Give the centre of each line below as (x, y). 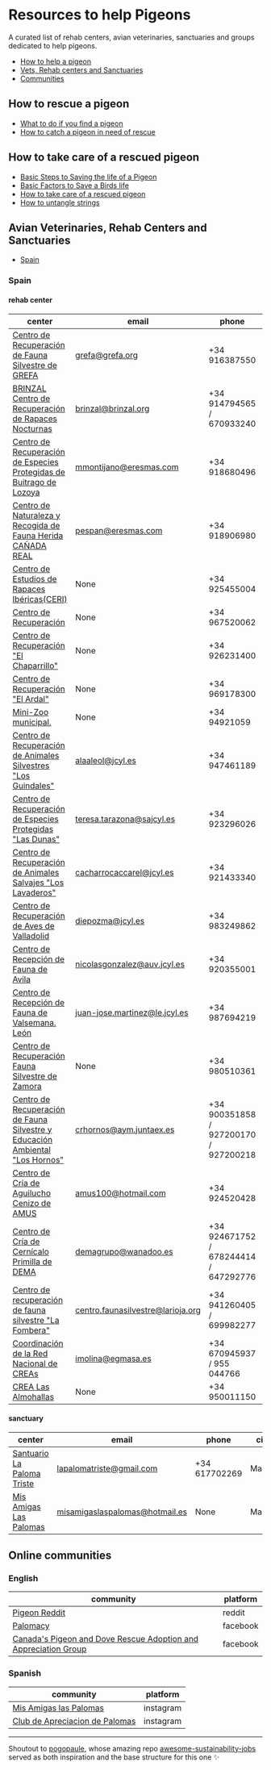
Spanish (25, 1673)
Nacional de (35, 1363)
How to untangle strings (60, 202)
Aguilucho (31, 1193)
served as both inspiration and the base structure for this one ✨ (114, 1757)
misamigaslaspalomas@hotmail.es (122, 1512)
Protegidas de (39, 472)
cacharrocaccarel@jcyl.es (125, 872)
